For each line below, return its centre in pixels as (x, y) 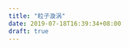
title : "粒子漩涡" (37, 16)
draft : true (28, 31)
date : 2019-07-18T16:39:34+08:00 (65, 24)
